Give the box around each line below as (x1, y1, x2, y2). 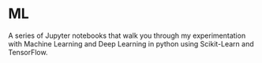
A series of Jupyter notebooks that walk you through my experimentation (8, 31, 246, 40)
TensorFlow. (8, 47, 48, 57)
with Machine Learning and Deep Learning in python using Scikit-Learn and (8, 39, 254, 48)
